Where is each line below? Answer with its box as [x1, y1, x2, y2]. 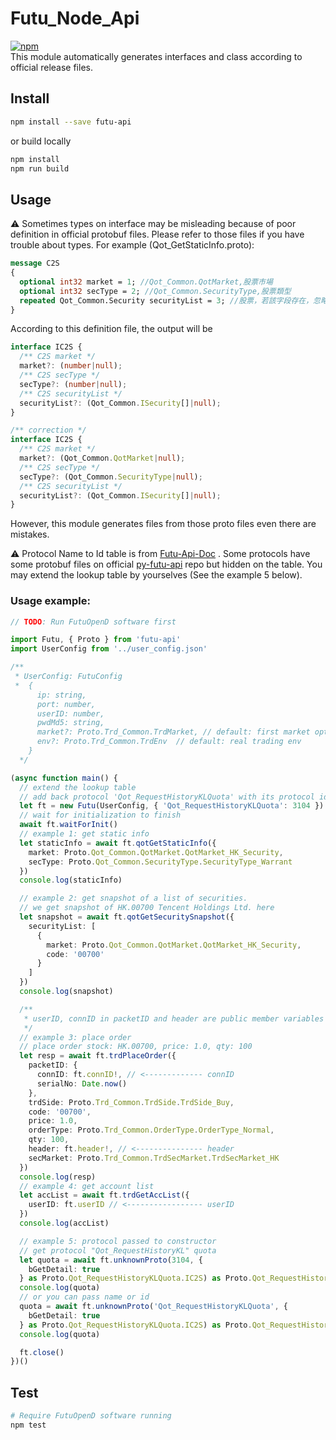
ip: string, [36, 690, 87, 700]
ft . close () [19, 1347, 65, 1357]
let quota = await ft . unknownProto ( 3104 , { [19, 1255, 203, 1265]
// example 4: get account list [19, 1181, 155, 1191]
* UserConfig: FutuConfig [14, 672, 123, 682]
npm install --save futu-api [10, 117, 132, 127]
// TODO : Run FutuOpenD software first [10, 617, 177, 627]
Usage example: [10, 594, 91, 608]
